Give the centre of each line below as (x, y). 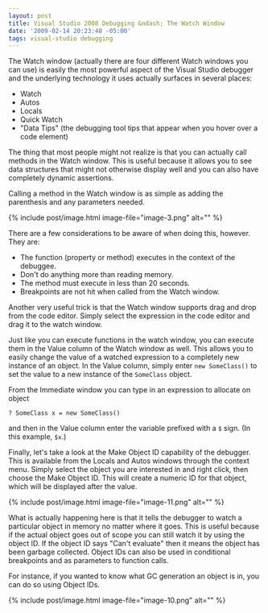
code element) (44, 137)
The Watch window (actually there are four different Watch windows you (128, 61)
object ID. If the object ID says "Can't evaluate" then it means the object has (134, 544)
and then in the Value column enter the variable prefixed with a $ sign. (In (130, 429)
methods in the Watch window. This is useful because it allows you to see (130, 161)
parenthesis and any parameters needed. (76, 202)
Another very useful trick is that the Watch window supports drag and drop (132, 308)
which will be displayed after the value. (73, 487)
